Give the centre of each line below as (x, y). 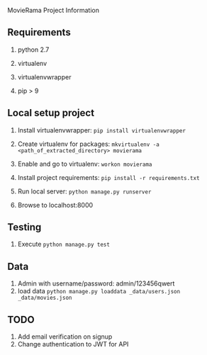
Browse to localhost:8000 (55, 205)
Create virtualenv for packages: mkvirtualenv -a (88, 144)
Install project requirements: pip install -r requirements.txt (108, 177)
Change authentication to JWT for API (73, 344)
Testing (24, 227)
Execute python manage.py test (63, 244)
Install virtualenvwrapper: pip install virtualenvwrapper (102, 130)
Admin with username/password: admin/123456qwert (96, 283)
